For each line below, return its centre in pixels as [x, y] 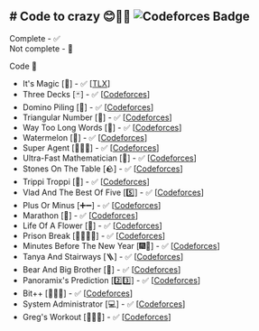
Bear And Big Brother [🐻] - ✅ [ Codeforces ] [102, 269]
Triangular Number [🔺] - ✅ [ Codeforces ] [97, 117]
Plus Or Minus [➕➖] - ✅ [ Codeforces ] [92, 205]
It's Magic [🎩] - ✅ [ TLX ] [66, 83]
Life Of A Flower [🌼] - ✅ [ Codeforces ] [92, 225]
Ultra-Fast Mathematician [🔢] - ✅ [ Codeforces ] [109, 158]
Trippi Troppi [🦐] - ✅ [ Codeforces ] [86, 181]
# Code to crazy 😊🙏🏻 [70, 17]
